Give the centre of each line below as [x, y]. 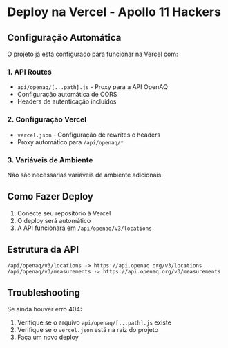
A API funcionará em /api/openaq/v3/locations [84, 228]
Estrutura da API [43, 250]
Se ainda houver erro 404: [45, 309]
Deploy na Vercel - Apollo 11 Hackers [114, 12]
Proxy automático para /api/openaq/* [70, 142]
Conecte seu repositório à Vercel [64, 213]
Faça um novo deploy [48, 337]
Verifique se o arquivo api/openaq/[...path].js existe [94, 322]
